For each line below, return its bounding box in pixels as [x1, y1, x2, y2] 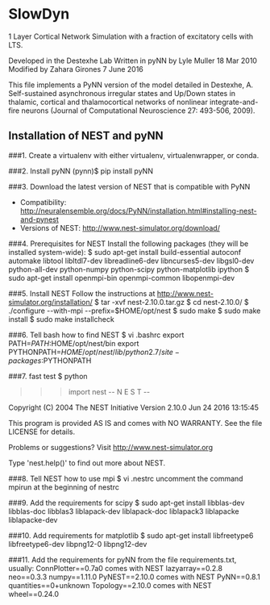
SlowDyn [8, 5, 70, 23]
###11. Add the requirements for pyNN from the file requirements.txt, [8, 554, 237, 565]
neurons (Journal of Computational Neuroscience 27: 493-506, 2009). [21, 106, 255, 115]
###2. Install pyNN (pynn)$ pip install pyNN [8, 166, 153, 176]
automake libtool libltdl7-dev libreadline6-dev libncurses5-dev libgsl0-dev [8, 256, 255, 265]
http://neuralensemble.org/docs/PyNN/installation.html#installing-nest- [19, 206, 257, 215]
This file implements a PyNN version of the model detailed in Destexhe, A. [8, 80, 254, 90]
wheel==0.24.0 [8, 589, 59, 599]
